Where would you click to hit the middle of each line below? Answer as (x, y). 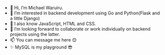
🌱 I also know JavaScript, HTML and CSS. (53, 23)
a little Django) (25, 18)
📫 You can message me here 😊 (43, 40)
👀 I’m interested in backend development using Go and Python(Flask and (85, 13)
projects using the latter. (35, 34)
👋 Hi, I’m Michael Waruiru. (36, 8)
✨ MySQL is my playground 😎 (41, 47)
